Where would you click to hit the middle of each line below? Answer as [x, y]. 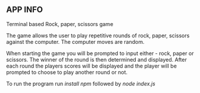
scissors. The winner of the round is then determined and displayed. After [97, 59]
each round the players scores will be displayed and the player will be [92, 66]
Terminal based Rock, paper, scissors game [60, 24]
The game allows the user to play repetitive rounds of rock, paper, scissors [98, 36]
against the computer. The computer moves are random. [75, 41]
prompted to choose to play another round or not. [67, 72]
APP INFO [25, 10]
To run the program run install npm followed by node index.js [81, 84]
